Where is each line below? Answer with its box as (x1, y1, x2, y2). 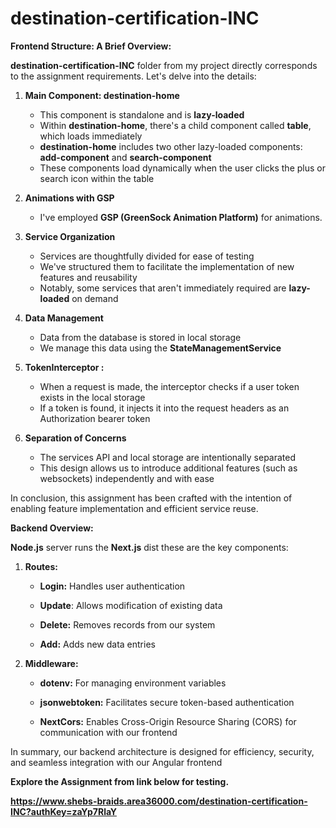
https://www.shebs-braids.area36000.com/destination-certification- (10, 795, 308, 807)
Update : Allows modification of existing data (39, 599, 223, 611)
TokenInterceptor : (24, 361, 105, 373)
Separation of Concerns (24, 432, 127, 444)
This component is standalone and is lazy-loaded (39, 108, 245, 121)
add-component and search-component (39, 151, 212, 163)
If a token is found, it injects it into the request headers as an (39, 402, 290, 414)
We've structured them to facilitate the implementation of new (39, 260, 295, 272)
